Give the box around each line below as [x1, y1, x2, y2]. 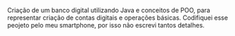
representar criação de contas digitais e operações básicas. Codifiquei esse [7, 13, 229, 22]
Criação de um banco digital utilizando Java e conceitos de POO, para [7, 6, 210, 14]
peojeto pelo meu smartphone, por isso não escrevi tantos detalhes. [7, 21, 205, 29]
